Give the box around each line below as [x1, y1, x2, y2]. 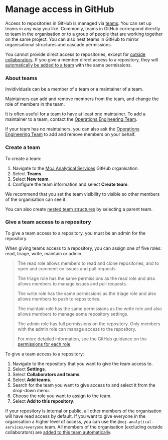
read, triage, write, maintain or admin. [5, 250, 83, 256]
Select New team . [12, 176, 50, 182]
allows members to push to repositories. [17, 296, 101, 302]
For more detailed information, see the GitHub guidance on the [17, 336, 147, 342]
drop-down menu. [12, 387, 50, 393]
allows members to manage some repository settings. [17, 311, 129, 317]
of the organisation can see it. [5, 196, 67, 202]
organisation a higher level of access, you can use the [5, 418, 117, 424]
